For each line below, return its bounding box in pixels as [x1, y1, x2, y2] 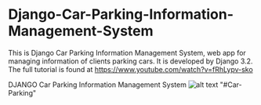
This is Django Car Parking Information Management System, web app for [8, 48, 247, 57]
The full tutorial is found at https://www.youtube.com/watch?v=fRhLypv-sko [8, 64, 253, 74]
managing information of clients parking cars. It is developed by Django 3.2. [8, 56, 253, 66]
